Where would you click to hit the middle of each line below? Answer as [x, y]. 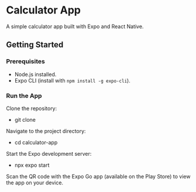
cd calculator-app [36, 142]
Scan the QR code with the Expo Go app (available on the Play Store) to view [98, 176]
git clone [25, 119]
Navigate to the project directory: [46, 131]
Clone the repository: [32, 108]
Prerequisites [25, 61]
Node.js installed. [35, 74]
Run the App [24, 95]
